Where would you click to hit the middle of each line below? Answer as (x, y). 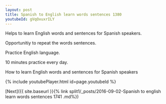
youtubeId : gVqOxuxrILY (30, 19)
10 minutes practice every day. (37, 62)
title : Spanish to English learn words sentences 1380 (63, 14)
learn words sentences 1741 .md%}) (42, 97)
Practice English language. (32, 52)
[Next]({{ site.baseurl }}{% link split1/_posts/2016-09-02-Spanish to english (83, 91)
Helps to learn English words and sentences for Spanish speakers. (73, 33)
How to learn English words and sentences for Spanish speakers (72, 72)
